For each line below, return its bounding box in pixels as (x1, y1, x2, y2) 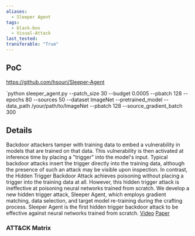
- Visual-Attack (11, 30, 51, 36)
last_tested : (6, 36, 38, 42)
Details (6, 125, 32, 135)
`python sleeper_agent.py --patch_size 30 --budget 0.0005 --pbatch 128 (6, 90, 182, 97)
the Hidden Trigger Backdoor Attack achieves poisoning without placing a (6, 172, 184, 179)
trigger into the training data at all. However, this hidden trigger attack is (6, 178, 180, 185)
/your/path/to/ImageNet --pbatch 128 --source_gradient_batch (31, 102, 183, 109)
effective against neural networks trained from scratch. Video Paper (6, 209, 170, 217)
